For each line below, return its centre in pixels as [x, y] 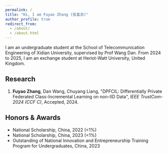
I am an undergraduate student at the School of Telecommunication [75, 47]
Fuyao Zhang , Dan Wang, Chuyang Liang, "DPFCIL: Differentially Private [87, 91]
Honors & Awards [33, 118]
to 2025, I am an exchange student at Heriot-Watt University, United [75, 58]
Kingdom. [15, 63]
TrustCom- [151, 96]
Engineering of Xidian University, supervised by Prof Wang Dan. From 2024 [83, 53]
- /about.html [24, 33]
